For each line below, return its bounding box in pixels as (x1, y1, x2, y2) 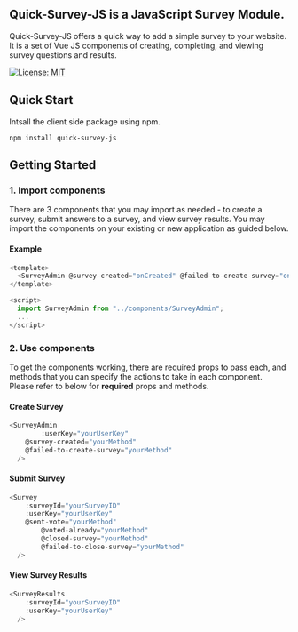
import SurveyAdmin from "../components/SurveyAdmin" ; (17, 304, 224, 314)
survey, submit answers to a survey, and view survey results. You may (9, 213, 265, 225)
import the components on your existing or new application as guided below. (9, 223, 289, 234)
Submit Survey (9, 473, 66, 484)
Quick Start (9, 92, 74, 108)
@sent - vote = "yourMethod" (25, 517, 117, 527)
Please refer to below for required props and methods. (9, 380, 209, 391)
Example (9, 244, 43, 254)
